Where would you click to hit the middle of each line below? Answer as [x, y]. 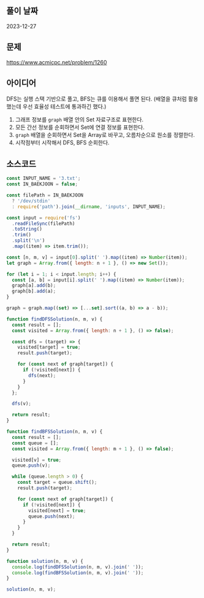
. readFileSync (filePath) [43, 223]
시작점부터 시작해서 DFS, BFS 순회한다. [62, 142]
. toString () [27, 229]
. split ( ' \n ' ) [28, 241]
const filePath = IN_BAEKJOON [45, 195]
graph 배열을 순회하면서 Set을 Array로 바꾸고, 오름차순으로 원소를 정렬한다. [105, 135]
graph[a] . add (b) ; [34, 285]
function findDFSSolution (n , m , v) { [55, 319]
